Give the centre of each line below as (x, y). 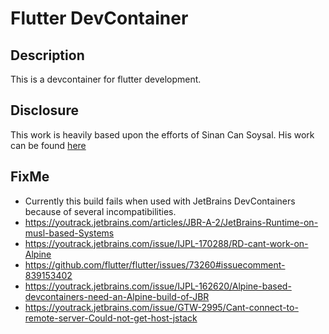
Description (47, 55)
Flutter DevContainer (99, 18)
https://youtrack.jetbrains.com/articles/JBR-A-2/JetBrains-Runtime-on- (171, 222)
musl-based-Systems (69, 233)
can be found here (48, 145)
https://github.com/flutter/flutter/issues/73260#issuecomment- (155, 264)
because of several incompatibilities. (100, 211)
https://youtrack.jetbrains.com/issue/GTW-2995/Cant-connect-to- (161, 307)
